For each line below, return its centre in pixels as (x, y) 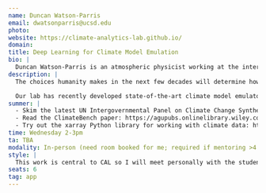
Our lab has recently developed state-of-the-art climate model (123, 96)
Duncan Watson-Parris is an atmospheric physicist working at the (127, 67)
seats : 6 (23, 170)
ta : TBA (21, 140)
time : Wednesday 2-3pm (46, 133)
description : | (33, 74)
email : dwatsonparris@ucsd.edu (60, 23)
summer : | (25, 104)
